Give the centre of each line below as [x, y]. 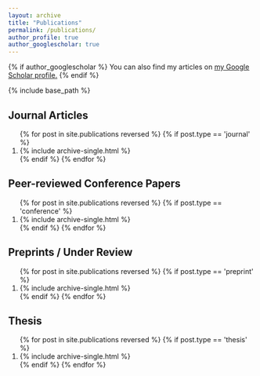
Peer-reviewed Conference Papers [94, 184]
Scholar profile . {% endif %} [54, 75]
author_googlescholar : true [54, 45]
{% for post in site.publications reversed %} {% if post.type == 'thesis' [134, 340]
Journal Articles [48, 115]
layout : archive [34, 15]
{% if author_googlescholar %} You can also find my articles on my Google [129, 67]
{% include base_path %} [49, 90]
